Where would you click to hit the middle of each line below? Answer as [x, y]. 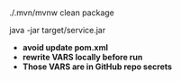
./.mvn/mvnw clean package [62, 13]
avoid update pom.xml [65, 48]
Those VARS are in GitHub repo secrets [97, 67]
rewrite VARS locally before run [82, 58]
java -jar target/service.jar [58, 31]
